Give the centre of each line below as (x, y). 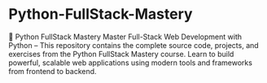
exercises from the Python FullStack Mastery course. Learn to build (121, 54)
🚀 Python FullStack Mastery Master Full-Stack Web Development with (125, 37)
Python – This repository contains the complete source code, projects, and (133, 45)
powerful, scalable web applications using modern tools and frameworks (130, 63)
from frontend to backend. (53, 71)
